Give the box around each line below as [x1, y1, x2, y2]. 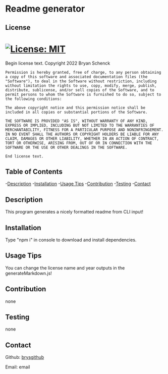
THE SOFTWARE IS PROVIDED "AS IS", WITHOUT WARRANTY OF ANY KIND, [5, 118, 148, 124]
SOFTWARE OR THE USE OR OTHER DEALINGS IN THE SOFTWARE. [5, 145, 128, 150]
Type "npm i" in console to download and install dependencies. [5, 237, 137, 243]
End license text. [5, 153, 44, 159]
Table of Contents [5, 167, 63, 176]
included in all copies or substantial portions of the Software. [5, 110, 148, 115]
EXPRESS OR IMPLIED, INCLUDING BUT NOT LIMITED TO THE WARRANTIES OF [5, 123, 155, 128]
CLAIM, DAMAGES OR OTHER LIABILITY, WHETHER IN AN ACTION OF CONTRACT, [5, 136, 159, 141]
